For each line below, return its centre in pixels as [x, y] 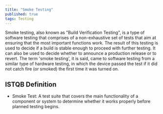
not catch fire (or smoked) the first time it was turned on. [62, 69]
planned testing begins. [36, 107]
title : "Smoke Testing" [29, 10]
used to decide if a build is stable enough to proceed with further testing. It [80, 48]
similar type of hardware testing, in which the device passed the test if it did [81, 64]
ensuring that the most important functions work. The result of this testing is [82, 43]
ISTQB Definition [31, 84]
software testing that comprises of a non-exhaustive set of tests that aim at [81, 38]
